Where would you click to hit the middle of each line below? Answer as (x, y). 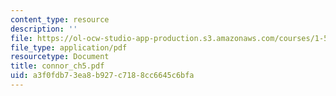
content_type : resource (60, 19)
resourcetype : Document (60, 57)
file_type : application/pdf (69, 47)
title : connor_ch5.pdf (57, 66)
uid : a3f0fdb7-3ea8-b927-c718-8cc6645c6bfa (102, 76)
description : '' (44, 29)
